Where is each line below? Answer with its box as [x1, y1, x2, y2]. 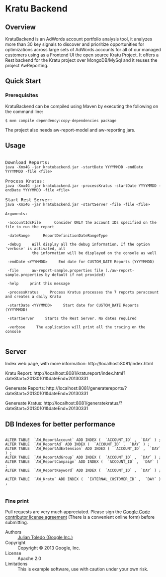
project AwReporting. [5, 63, 49, 68]
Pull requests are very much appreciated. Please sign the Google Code [5, 509, 150, 515]
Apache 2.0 [17, 556, 41, 562]
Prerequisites [5, 92, 38, 99]
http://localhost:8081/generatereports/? [46, 385, 127, 391]
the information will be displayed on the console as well [31, 250, 157, 256]
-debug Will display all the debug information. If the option [7, 242, 150, 247]
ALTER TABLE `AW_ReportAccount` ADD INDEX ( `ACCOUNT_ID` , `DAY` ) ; [5, 437, 162, 442]
